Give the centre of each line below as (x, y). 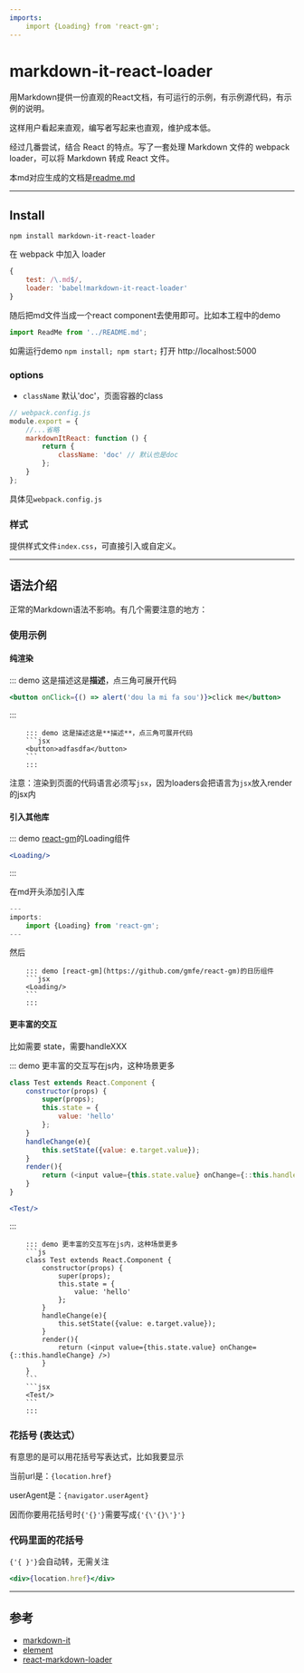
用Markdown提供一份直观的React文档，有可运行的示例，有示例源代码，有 (147, 97)
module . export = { (44, 421)
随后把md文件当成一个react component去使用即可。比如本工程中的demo (145, 315)
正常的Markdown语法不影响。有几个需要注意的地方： (109, 609)
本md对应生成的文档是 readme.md (72, 178)
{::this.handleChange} (52, 1355)
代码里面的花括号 (47, 1541)
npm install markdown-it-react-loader (82, 237)
